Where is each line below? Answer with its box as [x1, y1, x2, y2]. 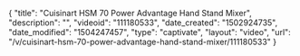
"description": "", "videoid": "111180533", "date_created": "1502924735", [8, 17, 278, 28]
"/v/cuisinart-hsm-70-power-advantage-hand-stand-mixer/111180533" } [8, 36, 277, 47]
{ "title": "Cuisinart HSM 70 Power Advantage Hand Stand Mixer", [8, 8, 253, 18]
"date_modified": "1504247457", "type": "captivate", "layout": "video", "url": [8, 27, 291, 37]
